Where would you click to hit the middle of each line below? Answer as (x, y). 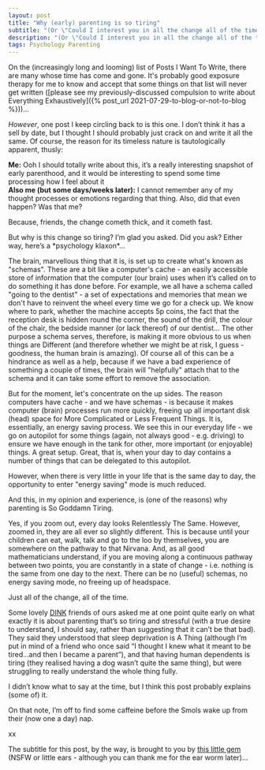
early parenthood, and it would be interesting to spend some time (114, 174)
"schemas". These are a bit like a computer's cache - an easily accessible (128, 270)
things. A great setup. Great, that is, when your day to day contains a (119, 452)
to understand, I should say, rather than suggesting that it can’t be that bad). (132, 630)
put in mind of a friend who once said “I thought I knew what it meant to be (130, 646)
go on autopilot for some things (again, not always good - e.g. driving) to (126, 435)
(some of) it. (28, 695)
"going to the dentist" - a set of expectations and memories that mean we (128, 295)
